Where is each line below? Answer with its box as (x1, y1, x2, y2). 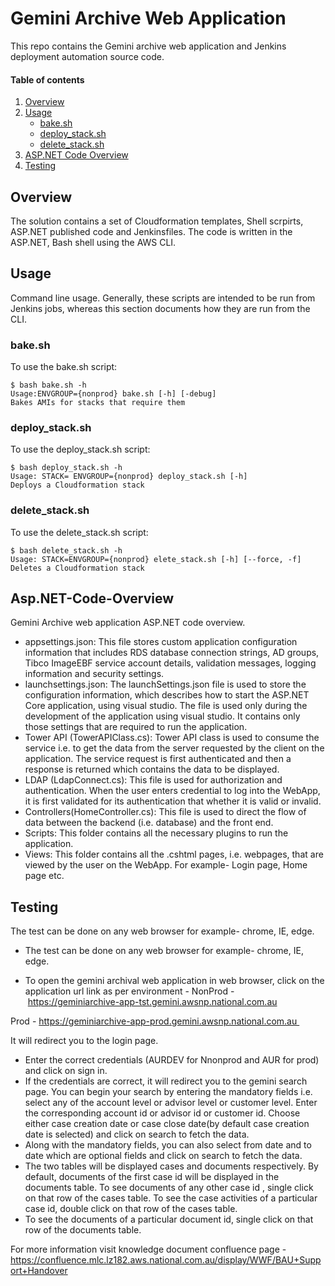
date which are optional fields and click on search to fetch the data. (24, 1150, 303, 1162)
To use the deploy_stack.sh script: (10, 443, 151, 456)
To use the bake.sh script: (10, 361, 118, 373)
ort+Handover (10, 1265, 68, 1277)
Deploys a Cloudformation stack (10, 480, 145, 491)
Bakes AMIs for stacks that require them (10, 398, 186, 408)
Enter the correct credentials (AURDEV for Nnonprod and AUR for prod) (24, 1054, 320, 1066)
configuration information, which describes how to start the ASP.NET (24, 689, 310, 701)
